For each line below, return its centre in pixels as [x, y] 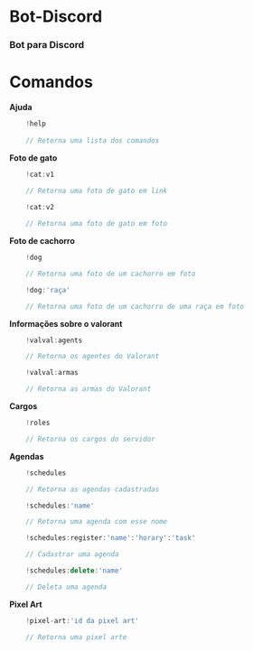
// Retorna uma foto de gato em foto [97, 224]
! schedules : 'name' [60, 506]
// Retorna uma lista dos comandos [93, 140]
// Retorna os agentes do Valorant [93, 357]
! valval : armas [52, 373]
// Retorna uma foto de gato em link [97, 191]
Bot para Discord [47, 45]
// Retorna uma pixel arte [76, 637]
